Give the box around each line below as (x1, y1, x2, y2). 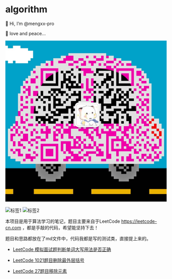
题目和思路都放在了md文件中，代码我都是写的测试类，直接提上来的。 (5, 235, 151, 241)
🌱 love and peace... (5, 30, 46, 36)
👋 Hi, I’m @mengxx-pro (5, 20, 55, 27)
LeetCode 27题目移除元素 (12, 268, 68, 274)
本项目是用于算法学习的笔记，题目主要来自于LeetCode (5, 218, 120, 224)
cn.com (5, 224, 21, 230)
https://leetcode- (121, 218, 157, 224)
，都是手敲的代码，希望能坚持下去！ (22, 224, 99, 230)
